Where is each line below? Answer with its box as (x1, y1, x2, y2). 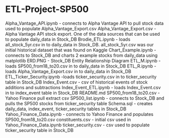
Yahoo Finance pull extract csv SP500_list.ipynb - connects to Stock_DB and (5, 95, 164, 101)
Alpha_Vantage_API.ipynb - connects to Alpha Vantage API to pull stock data (5, 20, 164, 26)
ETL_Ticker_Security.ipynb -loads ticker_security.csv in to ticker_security (5, 74, 157, 80)
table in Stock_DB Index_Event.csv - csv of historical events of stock (5, 79, 148, 85)
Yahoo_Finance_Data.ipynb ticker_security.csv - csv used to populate (5, 122, 150, 128)
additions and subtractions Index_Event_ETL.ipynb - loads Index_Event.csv (5, 84, 161, 90)
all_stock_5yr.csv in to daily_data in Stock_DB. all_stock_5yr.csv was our (5, 41, 154, 47)
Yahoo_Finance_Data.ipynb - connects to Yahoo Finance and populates (5, 111, 154, 117)
